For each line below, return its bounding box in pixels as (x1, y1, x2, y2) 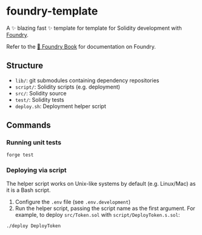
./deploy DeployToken (6, 223, 61, 229)
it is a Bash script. (6, 186, 51, 194)
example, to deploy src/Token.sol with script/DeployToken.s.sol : (15, 211, 180, 218)
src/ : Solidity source (15, 89, 67, 97)
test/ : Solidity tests (15, 96, 65, 103)
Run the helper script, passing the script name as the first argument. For (15, 205, 195, 212)
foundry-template (6, 4, 98, 18)
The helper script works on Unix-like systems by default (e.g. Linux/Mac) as (6, 180, 196, 187)
